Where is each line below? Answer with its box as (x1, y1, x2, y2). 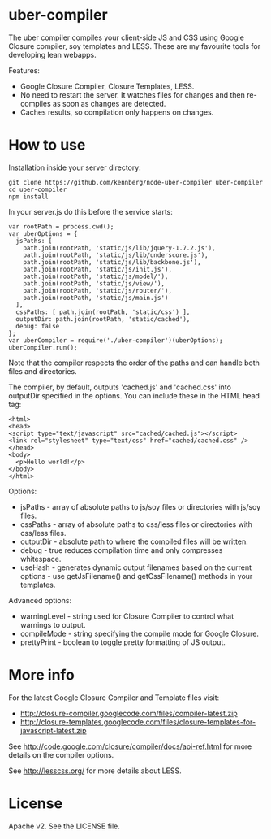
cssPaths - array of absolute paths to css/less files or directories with (19, 519, 253, 529)
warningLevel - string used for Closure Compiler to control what (19, 611, 234, 621)
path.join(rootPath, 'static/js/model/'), (23, 272, 169, 280)
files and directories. (8, 366, 77, 376)
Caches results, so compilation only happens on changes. (19, 107, 214, 117)
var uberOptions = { (8, 229, 79, 237)
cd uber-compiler (8, 185, 67, 193)
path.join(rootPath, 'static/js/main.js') (23, 293, 169, 302)
